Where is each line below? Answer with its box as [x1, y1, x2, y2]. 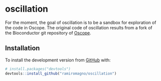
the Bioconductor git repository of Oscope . [5, 30, 91, 36]
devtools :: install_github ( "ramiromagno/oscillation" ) [5, 71, 117, 76]
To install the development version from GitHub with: [5, 57, 111, 63]
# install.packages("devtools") [5, 66, 71, 71]
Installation [5, 44, 40, 52]
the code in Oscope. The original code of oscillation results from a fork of [5, 24, 153, 30]
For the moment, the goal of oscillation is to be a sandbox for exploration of [5, 20, 157, 25]
